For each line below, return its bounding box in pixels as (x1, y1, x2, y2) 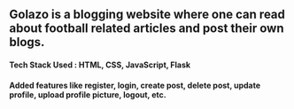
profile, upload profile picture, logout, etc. (9, 89, 166, 100)
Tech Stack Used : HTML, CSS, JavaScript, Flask (9, 59, 191, 70)
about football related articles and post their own (9, 21, 284, 36)
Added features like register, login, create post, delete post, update (9, 80, 261, 90)
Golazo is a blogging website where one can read (9, 7, 286, 22)
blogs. (9, 35, 45, 50)
